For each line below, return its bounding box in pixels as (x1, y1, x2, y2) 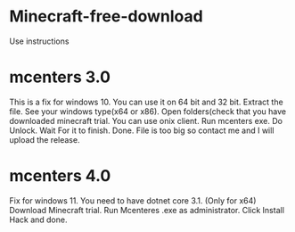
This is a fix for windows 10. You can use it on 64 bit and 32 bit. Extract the (9, 96, 283, 107)
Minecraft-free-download (9, 6, 203, 27)
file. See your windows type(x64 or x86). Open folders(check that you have (9, 105, 287, 117)
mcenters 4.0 (9, 166, 111, 186)
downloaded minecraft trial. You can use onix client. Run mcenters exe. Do (9, 115, 283, 126)
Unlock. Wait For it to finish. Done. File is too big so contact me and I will (9, 125, 275, 136)
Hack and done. (9, 214, 68, 225)
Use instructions (9, 36, 70, 46)
